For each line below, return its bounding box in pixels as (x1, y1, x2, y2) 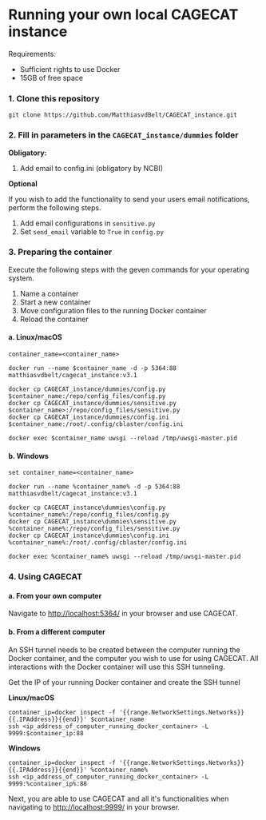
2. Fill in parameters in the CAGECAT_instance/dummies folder (8, 129, 239, 141)
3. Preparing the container (8, 246, 113, 257)
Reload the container (19, 314, 89, 324)
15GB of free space (19, 73, 84, 82)
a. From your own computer (8, 591, 102, 600)
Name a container (19, 289, 79, 298)
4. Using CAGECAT (8, 571, 83, 583)
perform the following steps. (8, 202, 101, 213)
